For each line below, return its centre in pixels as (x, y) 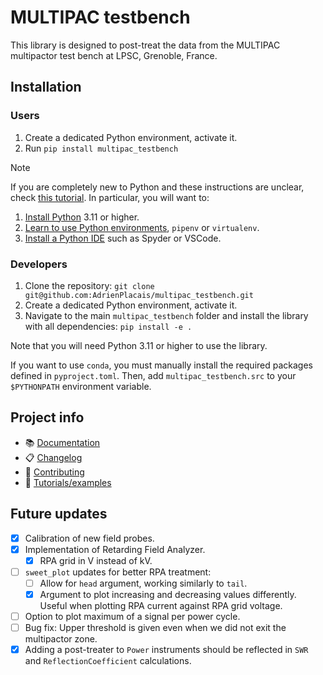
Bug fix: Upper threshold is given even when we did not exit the (155, 627)
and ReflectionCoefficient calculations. (108, 661)
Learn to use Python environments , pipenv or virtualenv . (142, 227)
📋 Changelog (53, 457)
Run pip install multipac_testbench (101, 148)
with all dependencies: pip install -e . (108, 326)
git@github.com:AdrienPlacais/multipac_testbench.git (139, 295)
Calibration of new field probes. (89, 538)
